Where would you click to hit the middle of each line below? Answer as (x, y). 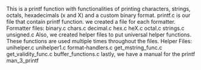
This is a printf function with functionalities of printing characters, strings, (98, 9)
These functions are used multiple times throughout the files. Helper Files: (99, 41)
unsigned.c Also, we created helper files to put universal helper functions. (99, 35)
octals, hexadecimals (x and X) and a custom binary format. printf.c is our (98, 15)
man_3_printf (23, 61)
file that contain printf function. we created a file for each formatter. (91, 22)
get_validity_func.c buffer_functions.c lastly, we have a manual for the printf (101, 54)
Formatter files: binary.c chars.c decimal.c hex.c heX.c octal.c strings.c (95, 28)
